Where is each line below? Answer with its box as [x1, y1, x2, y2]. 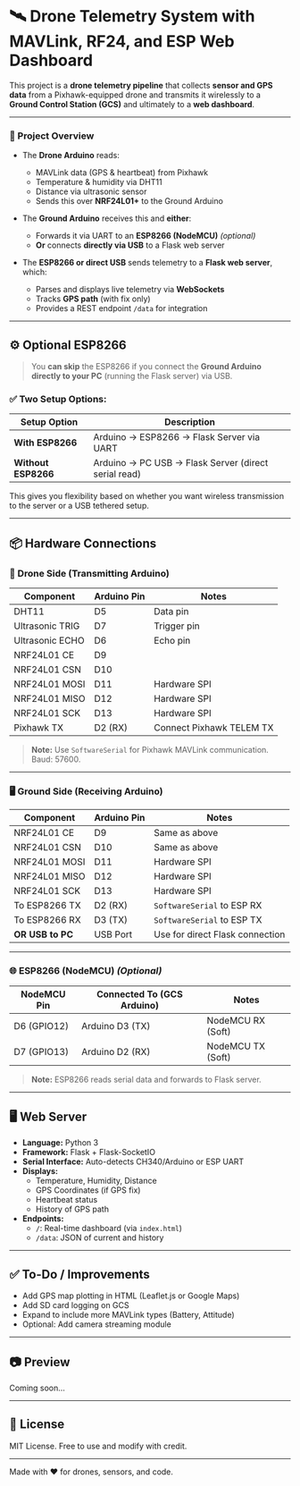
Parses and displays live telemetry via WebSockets [35, 284, 225, 295]
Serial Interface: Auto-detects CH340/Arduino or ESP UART [21, 1156, 245, 1167]
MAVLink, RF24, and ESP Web [9, 31, 235, 52]
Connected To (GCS [96, 988, 183, 1001]
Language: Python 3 [21, 1137, 99, 1148]
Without [13, 457, 49, 469]
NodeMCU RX [206, 1014, 266, 1026]
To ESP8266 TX [13, 899, 82, 912]
